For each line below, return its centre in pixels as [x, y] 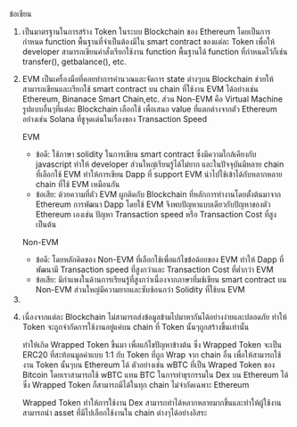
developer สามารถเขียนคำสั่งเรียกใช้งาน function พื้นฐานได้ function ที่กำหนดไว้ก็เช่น [155, 52]
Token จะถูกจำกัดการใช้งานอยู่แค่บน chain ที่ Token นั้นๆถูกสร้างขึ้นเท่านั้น [136, 327]
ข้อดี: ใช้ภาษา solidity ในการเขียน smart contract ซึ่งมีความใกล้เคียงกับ [146, 154]
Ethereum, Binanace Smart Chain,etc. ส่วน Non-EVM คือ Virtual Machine [153, 99]
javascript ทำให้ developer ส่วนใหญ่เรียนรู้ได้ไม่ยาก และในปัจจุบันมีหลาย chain [160, 164]
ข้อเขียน [21, 14]
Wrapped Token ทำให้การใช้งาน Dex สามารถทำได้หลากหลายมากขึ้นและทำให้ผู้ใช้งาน [152, 402]
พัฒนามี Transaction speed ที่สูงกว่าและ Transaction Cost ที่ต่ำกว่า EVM [154, 269]
